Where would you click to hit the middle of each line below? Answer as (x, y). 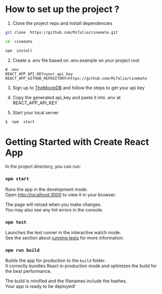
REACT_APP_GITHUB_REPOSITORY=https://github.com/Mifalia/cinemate (76, 78)
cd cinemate (19, 41)
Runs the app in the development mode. (47, 189)
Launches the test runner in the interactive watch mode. (63, 232)
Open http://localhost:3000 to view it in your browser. (61, 194)
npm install (19, 51)
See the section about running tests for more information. (65, 238)
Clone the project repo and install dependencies (62, 23)
